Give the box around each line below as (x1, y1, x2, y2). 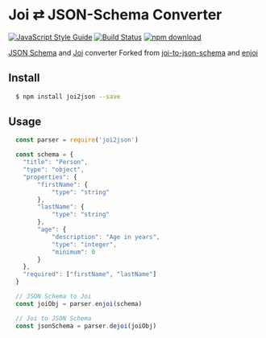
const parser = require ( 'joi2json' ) (15, 136, 139, 144)
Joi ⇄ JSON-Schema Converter (8, 6, 222, 24)
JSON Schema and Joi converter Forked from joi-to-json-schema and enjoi (8, 47, 258, 57)
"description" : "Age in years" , (51, 233, 160, 241)
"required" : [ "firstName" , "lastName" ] (23, 270, 157, 278)
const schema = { (15, 150, 74, 159)
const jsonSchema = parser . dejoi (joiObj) (15, 322, 157, 330)
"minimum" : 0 (51, 248, 95, 256)
